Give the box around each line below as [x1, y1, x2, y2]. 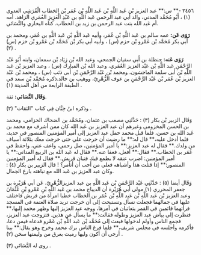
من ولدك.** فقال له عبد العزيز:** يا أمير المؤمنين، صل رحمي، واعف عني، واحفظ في [6, 142, 196, 149]
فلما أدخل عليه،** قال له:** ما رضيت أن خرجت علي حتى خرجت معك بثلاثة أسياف [6, 135, 189, 143]
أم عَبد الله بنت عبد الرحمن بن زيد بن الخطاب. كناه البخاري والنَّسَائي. [6, 20, 158, 26]
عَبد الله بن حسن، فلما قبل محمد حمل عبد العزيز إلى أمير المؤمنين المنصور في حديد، [6, 129, 194, 136]
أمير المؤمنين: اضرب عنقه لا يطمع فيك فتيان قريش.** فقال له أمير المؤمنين [6, 155, 175, 162]
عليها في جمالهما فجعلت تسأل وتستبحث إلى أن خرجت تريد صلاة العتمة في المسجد [6, 198, 191, 205]
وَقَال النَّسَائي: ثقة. [6, 93, 47, 100]
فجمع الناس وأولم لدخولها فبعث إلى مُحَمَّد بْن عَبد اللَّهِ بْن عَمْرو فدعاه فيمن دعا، [6, 218, 182, 224]
